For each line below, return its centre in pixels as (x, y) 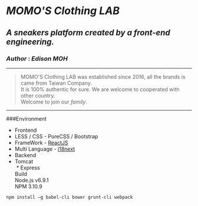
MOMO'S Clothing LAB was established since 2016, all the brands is (103, 77)
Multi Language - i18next (45, 149)
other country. (38, 95)
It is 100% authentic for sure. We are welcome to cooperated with (100, 89)
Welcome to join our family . (54, 102)
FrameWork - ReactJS (41, 142)
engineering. (30, 41)
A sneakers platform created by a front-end (88, 33)
